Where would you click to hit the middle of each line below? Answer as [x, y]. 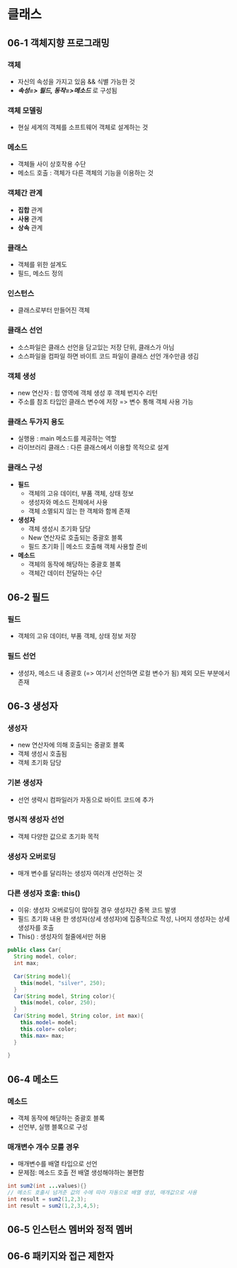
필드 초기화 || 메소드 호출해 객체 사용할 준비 [88, 546]
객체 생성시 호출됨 [42, 754]
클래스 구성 [25, 468]
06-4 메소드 [33, 1079]
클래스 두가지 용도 [36, 421]
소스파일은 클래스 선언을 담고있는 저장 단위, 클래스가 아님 [96, 347]
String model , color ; [46, 957]
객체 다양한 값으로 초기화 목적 [58, 836]
